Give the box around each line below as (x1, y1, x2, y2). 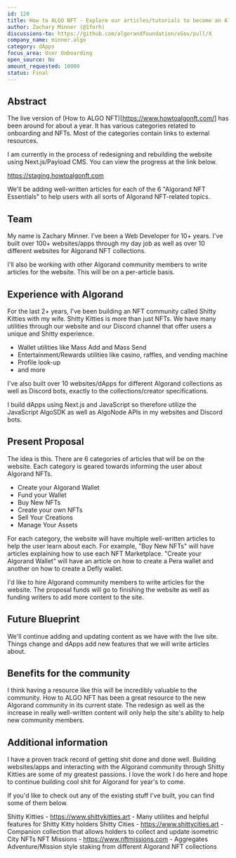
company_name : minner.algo (7, 37, 86, 44)
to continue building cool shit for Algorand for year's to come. (7, 778, 186, 786)
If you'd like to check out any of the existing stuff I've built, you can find (7, 791, 215, 800)
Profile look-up (17, 357, 61, 367)
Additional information (7, 736, 108, 748)
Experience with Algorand (7, 288, 124, 300)
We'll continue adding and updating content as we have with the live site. (7, 632, 218, 640)
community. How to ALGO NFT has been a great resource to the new (7, 694, 206, 702)
